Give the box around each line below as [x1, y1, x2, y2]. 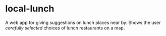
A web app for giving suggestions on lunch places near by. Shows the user [5, 19, 161, 25]
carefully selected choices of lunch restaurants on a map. [5, 24, 125, 30]
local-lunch [5, 3, 54, 14]
